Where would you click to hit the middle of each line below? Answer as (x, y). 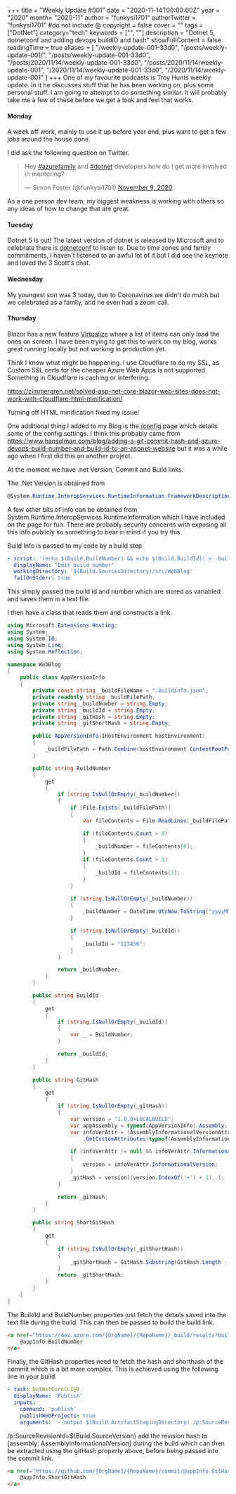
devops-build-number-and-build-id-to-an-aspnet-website (91, 448)
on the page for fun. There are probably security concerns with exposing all (117, 525)
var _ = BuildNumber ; (101, 1035)
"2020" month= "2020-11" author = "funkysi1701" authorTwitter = (102, 18)
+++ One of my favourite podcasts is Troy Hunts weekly (130, 77)
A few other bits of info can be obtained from (72, 509)
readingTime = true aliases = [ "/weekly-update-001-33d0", (93, 48)
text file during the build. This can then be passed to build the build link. (111, 1322)
